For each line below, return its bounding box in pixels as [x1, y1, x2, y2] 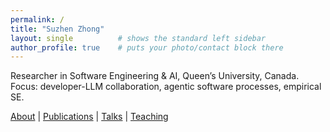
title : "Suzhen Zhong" [10, 24, 105, 34]
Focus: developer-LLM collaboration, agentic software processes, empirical [10, 81, 322, 93]
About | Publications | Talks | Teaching [10, 111, 169, 123]
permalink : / [10, 14, 65, 25]
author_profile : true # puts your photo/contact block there [10, 42, 284, 53]
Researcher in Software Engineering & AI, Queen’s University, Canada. [10, 70, 300, 82]
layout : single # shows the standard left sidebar [10, 33, 267, 43]
